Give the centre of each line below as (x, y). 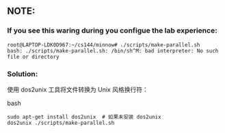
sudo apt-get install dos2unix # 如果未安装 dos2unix (84, 117)
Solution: (23, 74)
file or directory (33, 57)
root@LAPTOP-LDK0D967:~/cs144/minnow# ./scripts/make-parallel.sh (104, 45)
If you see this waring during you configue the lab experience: (112, 31)
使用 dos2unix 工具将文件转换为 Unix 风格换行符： (78, 89)
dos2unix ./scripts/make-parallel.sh (61, 123)
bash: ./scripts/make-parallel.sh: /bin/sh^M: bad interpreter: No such (113, 50)
